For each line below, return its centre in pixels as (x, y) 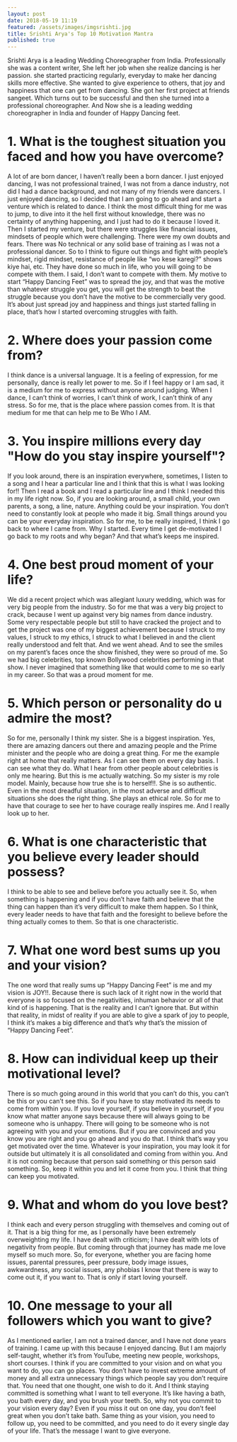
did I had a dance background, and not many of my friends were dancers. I (116, 191)
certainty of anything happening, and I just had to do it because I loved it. (114, 222)
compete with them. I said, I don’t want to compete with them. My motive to (117, 274)
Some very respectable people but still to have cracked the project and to (114, 622)
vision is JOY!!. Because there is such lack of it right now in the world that (115, 992)
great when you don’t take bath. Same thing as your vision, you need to (111, 1415)
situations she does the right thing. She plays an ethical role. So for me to (114, 798)
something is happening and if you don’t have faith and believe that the (111, 899)
